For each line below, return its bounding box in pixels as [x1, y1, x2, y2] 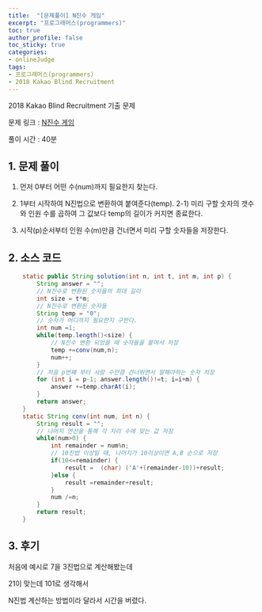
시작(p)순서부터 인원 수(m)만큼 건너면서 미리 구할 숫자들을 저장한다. [19, 226, 229, 235]
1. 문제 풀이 [8, 159, 59, 173]
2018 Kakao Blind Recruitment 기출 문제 [8, 101, 136, 110]
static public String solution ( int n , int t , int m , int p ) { [22, 272, 232, 281]
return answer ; [36, 397, 87, 405]
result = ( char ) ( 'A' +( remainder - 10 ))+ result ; [64, 464, 225, 472]
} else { [50, 471, 77, 479]
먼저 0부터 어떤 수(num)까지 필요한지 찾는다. [19, 182, 158, 192]
